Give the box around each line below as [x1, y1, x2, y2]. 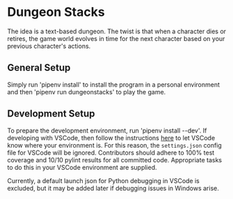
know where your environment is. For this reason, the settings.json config [7, 141, 223, 149]
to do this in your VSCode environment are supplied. [7, 163, 158, 171]
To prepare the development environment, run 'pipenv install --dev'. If [7, 126, 207, 135]
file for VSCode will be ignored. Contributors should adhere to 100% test [7, 148, 215, 157]
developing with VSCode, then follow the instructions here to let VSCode [7, 133, 216, 142]
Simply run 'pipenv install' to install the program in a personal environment [7, 80, 220, 89]
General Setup [7, 62, 71, 73]
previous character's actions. [7, 42, 91, 50]
